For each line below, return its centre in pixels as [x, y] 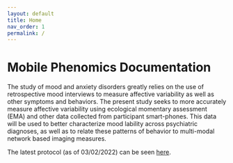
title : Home [24, 20]
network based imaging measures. [57, 139]
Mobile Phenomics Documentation [109, 68]
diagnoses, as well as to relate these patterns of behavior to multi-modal [111, 131]
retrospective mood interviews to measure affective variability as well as [111, 94]
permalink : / [26, 33]
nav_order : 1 [26, 26]
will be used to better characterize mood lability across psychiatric [103, 124]
